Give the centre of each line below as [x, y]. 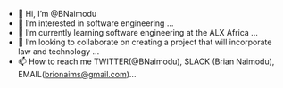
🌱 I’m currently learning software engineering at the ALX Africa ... [138, 32]
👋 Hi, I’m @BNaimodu [57, 14]
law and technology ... [58, 52]
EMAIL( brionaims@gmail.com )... [77, 74]
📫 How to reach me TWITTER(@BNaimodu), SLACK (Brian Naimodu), [146, 61]
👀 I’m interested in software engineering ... [96, 23]
